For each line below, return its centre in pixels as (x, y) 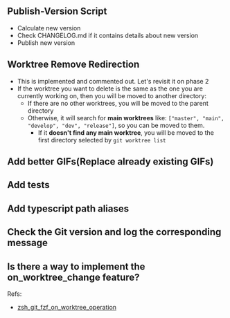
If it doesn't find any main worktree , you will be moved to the (126, 132)
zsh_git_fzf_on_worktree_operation (67, 307)
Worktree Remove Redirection (73, 65)
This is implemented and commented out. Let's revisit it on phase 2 (113, 81)
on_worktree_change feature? (73, 277)
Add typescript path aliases (68, 208)
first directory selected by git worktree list (102, 140)
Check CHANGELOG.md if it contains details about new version (108, 35)
